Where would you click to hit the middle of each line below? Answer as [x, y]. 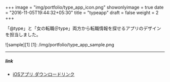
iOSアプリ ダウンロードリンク [44, 74]
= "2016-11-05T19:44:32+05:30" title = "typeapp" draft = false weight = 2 [82, 13]
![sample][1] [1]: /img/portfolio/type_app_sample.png [60, 45]
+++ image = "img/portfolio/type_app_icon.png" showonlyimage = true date [84, 7]
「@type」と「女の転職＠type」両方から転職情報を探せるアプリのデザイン [83, 28]
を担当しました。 [23, 34]
